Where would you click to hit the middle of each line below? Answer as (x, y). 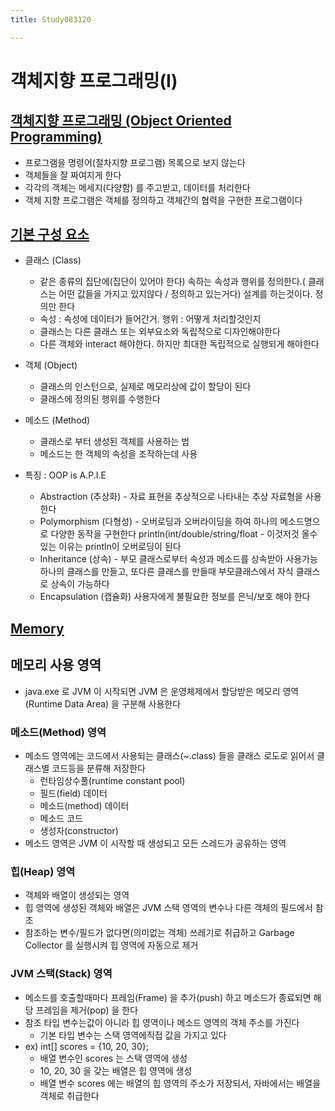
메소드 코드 (61, 818)
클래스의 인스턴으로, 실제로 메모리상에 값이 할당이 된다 (145, 387)
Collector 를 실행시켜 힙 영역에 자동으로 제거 (111, 945)
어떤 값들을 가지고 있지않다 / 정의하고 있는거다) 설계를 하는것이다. (185, 294)
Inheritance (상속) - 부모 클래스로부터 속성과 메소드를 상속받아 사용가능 (178, 559)
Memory (37, 628)
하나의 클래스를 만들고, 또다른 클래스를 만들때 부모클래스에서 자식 (166, 572)
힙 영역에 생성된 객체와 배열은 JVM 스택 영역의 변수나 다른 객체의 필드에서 (168, 908)
